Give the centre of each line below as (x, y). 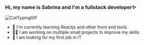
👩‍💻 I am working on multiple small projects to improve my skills (76, 32)
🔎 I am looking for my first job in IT (47, 37)
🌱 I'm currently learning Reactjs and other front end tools (70, 27)
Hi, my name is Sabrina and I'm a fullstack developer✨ (71, 7)
